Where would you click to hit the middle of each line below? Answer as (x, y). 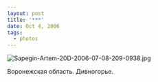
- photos (26, 39)
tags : (15, 32)
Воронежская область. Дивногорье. (60, 72)
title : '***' (26, 20)
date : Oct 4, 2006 (33, 26)
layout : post (26, 13)
